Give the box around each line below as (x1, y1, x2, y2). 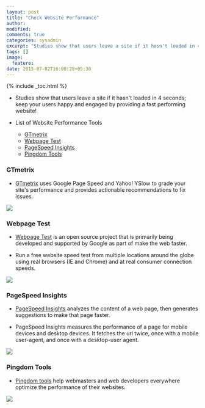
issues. (15, 192, 34, 200)
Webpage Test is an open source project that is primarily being (15, 233, 173, 240)
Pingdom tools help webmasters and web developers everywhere (15, 377, 181, 384)
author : (6, 20, 26, 26)
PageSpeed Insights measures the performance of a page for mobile (15, 323, 188, 330)
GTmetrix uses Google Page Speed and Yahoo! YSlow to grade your (15, 180, 186, 187)
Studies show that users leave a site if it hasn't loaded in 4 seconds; (15, 94, 187, 101)
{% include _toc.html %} (6, 82, 68, 90)
